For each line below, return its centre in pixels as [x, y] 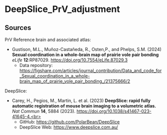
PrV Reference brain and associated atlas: [48, 39]
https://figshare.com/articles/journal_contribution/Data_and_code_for [90, 70]
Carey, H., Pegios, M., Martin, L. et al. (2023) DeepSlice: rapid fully [81, 100]
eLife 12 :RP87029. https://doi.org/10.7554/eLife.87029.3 [70, 60]
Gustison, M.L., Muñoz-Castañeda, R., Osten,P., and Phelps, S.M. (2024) [87, 49]
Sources [18, 28]
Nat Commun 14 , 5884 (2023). [44, 111]
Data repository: [36, 65]
